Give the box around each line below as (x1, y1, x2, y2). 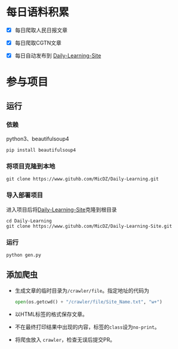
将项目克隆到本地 (6, 162, 56, 170)
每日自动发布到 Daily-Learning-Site (14, 52, 102, 59)
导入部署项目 (6, 191, 44, 200)
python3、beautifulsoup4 (6, 136, 70, 142)
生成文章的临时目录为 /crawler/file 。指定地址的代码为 (14, 287, 149, 294)
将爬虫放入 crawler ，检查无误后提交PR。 (14, 336, 115, 343)
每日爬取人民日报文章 (14, 26, 67, 34)
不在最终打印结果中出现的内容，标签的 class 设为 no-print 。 (14, 323, 160, 330)
